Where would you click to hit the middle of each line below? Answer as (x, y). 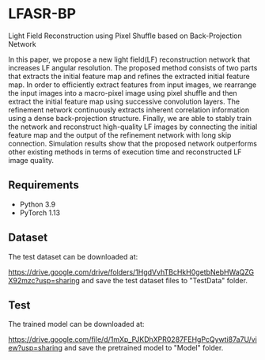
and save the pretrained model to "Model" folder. (144, 348)
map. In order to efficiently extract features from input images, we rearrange (132, 85)
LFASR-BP (42, 14)
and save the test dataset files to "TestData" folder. (165, 280)
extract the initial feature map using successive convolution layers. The (124, 101)
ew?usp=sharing (36, 348)
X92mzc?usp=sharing (44, 280)
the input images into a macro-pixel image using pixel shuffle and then (123, 93)
